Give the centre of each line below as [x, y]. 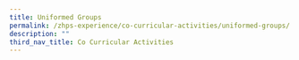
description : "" [39, 34]
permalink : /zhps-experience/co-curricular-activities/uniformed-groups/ [150, 26]
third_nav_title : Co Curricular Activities [92, 42]
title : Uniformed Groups [56, 17]
